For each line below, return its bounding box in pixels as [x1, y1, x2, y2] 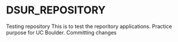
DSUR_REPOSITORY [6, 3, 106, 17]
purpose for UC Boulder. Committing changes [6, 29, 117, 36]
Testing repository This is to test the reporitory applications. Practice [6, 23, 172, 30]
